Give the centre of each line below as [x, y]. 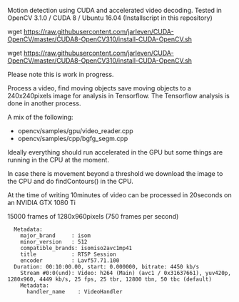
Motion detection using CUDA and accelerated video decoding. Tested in [115, 10]
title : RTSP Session [68, 254]
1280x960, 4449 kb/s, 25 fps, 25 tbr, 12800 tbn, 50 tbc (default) [110, 279]
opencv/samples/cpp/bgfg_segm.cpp [73, 139]
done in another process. [44, 103]
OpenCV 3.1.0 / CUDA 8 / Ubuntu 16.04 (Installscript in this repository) [110, 18]
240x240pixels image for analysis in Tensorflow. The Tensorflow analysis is [118, 96]
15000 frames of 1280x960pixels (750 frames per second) [93, 216]
